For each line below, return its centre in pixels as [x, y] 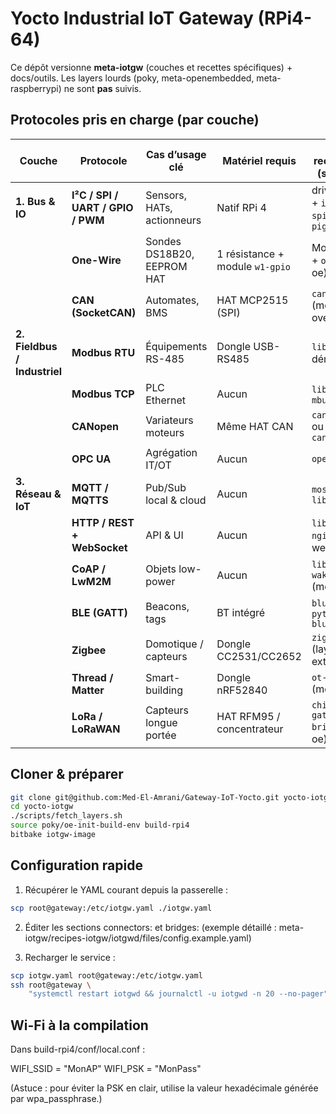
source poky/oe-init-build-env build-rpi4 [100, 825]
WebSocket [99, 547]
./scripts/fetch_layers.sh [66, 816]
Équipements [176, 346]
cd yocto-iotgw [42, 807]
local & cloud [176, 500]
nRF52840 [242, 690]
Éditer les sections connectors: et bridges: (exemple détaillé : [150, 927]
